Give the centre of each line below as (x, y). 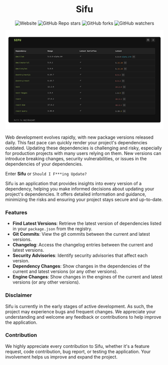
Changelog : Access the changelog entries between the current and (83, 245)
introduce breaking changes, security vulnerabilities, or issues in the (76, 158)
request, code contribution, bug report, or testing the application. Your (78, 351)
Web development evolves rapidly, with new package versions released (79, 137)
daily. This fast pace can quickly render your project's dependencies (76, 142)
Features (16, 212)
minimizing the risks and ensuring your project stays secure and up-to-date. (84, 199)
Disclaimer (19, 295)
